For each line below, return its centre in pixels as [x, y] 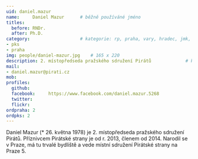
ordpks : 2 [18, 115]
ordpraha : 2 [21, 110]
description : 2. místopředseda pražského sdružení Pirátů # [97, 61]
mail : [13, 66]
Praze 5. [16, 151]
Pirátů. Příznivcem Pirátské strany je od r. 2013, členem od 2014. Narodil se [97, 138]
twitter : [22, 99]
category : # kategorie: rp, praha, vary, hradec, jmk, [99, 39]
